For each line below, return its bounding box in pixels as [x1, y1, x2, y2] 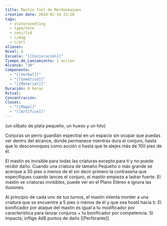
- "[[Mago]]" [9, 105, 37, 110]
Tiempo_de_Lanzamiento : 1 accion [5, 58, 75, 63]
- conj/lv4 [9, 30, 32, 35]
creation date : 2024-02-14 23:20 [5, 12, 75, 17]
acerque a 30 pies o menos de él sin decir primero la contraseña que [5, 168, 147, 174]
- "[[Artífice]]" [9, 109, 46, 114]
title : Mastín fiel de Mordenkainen [5, 7, 81, 12]
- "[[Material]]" [9, 81, 46, 86]
